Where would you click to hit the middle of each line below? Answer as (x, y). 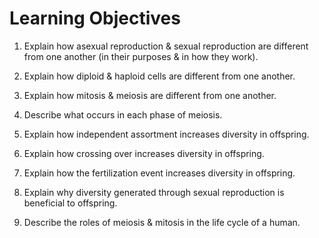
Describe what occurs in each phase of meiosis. (123, 114)
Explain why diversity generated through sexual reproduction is (154, 192)
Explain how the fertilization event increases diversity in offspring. (159, 173)
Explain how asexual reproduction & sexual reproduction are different (166, 46)
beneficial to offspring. (70, 203)
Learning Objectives (95, 18)
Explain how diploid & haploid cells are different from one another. (159, 76)
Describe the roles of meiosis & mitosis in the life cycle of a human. (162, 222)
